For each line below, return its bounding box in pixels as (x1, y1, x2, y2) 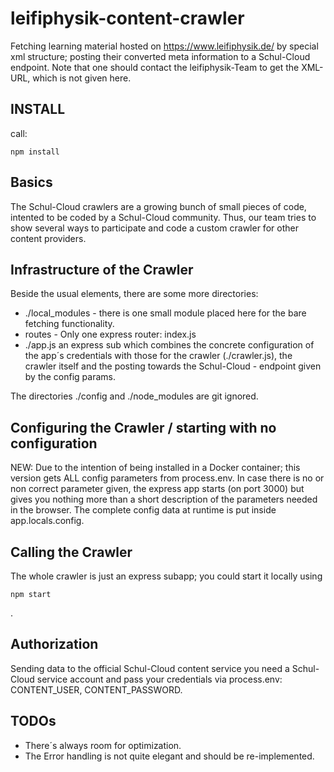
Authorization (10, 636, 99, 653)
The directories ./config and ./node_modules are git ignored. (10, 390, 259, 402)
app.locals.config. (10, 515, 85, 527)
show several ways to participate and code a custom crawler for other (10, 222, 299, 234)
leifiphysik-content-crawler (10, 7, 245, 30)
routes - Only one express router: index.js (24, 328, 197, 341)
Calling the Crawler (10, 543, 133, 561)
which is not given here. (32, 72, 132, 84)
